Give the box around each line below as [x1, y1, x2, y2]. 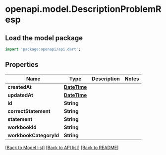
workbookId [7, 124, 37, 131]
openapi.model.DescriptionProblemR [5, 3, 162, 15]
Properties [5, 60, 39, 69]
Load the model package [5, 34, 83, 42]
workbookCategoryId [7, 132, 59, 139]
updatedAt [7, 92, 34, 99]
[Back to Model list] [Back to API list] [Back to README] [5, 145, 119, 151]
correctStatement [7, 107, 51, 114]
